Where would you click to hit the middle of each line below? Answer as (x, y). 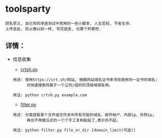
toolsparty (28, 9)
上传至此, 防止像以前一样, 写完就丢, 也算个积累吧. (53, 29)
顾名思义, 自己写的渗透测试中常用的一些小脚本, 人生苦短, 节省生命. (68, 24)
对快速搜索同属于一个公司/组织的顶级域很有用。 (70, 85)
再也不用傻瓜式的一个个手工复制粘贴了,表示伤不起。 (73, 120)
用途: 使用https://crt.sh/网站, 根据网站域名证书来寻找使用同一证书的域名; (85, 80)
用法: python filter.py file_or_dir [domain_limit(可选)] (74, 130)
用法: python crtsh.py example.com (50, 95)
